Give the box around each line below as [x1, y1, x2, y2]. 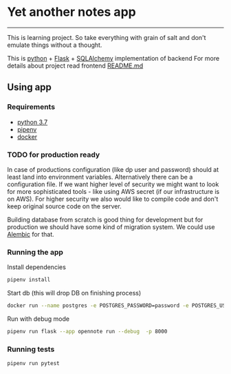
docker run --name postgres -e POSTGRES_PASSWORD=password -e [7, 302, 189, 309]
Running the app [7, 247, 64, 257]
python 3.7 [16, 118, 48, 126]
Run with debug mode [7, 315, 70, 323]
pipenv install [7, 277, 51, 284]
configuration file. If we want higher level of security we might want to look [7, 180, 219, 188]
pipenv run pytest [7, 360, 60, 367]
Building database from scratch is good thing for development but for [7, 215, 203, 224]
